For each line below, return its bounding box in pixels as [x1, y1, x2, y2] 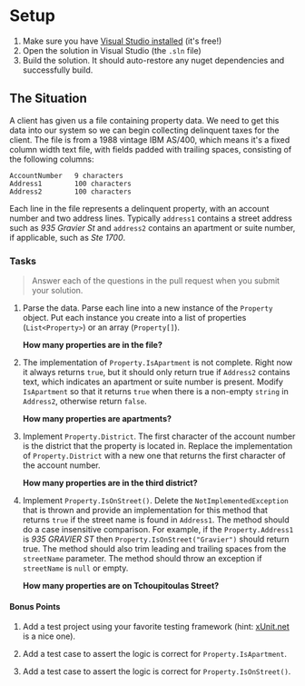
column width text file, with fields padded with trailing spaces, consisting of [9, 144, 292, 154]
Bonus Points [9, 601, 61, 611]
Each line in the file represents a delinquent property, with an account [9, 203, 270, 214]
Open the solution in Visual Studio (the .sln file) [22, 45, 202, 55]
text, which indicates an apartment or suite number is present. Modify [22, 376, 284, 387]
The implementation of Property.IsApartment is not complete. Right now [22, 357, 293, 368]
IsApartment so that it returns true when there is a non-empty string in [22, 386, 289, 397]
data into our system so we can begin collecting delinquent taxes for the [9, 124, 280, 135]
